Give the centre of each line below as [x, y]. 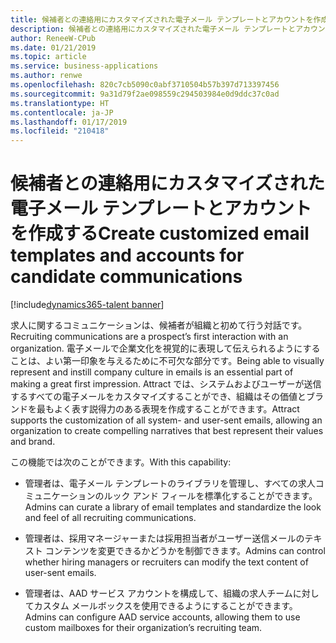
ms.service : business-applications [84, 66]
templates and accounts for [127, 255]
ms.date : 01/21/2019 [53, 47]
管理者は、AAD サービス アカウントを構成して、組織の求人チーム [158, 593]
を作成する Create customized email [160, 233]
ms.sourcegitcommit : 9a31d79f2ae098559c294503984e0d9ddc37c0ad [145, 94]
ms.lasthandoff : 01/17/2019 [69, 122]
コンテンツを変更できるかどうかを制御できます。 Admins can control [185, 551]
